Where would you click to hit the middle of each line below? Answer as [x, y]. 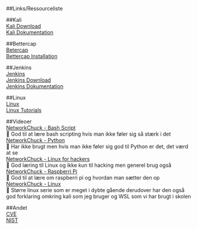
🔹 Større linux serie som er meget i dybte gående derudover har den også [96, 190]
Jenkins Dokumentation [35, 86]
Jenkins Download [29, 80]
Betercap [17, 50]
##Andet [17, 208]
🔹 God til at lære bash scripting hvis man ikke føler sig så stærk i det [89, 134]
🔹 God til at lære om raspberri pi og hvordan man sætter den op [83, 178]
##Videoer [19, 122]
